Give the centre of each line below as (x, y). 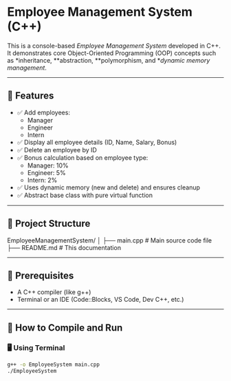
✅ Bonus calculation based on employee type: (82, 157)
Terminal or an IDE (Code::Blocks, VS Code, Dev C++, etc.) (100, 300)
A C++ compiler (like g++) (54, 292)
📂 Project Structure (49, 224)
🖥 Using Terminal (36, 347)
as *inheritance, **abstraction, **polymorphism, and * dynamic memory (109, 60)
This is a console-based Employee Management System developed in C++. (114, 45)
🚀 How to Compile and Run (65, 328)
